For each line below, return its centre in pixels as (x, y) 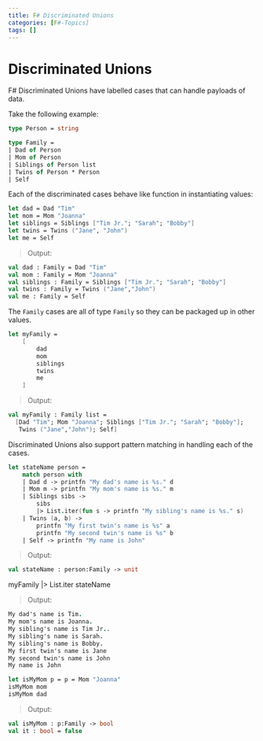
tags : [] (22, 30)
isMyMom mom (27, 687)
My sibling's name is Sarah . (56, 636)
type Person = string (44, 129)
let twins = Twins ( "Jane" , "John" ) (68, 231)
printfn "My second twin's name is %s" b (105, 533)
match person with (52, 475)
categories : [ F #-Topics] (49, 23)
